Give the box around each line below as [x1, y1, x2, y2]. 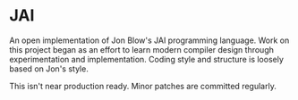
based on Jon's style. [9, 63, 89, 74]
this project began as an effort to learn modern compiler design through [9, 44, 275, 54]
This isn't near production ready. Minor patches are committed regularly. [9, 80, 277, 91]
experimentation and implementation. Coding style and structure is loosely [9, 54, 285, 64]
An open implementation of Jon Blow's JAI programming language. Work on [9, 35, 290, 46]
